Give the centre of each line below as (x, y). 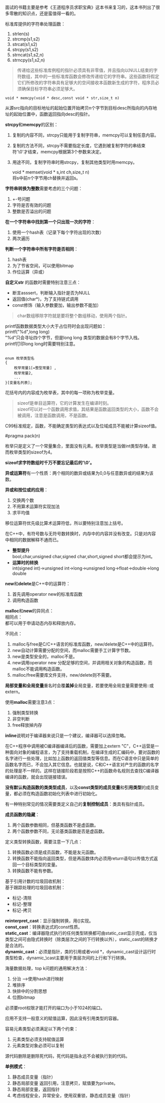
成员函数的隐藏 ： (22, 815)
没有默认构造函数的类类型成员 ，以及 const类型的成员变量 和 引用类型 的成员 (80, 787)
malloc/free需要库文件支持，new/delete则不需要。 (63, 675)
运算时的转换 (25, 563)
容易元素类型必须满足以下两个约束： (42, 1029)
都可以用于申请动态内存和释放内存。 (42, 623)
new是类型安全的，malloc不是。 (45, 656)
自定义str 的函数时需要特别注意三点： (43, 282)
